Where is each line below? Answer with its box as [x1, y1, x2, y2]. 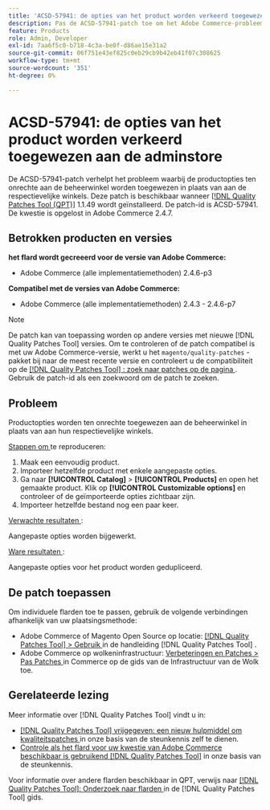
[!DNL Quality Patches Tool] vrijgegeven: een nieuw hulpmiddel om [19, 725, 243, 735]
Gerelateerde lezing [8, 689, 109, 702]
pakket [8, 356, 31, 366]
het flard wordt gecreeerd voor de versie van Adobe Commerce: [8, 252, 227, 262]
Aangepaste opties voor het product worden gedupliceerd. [8, 562, 202, 572]
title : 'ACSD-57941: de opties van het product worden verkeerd [8, 11, 228, 20]
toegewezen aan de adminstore [8, 147, 223, 166]
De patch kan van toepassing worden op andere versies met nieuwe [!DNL [8, 330, 255, 340]
